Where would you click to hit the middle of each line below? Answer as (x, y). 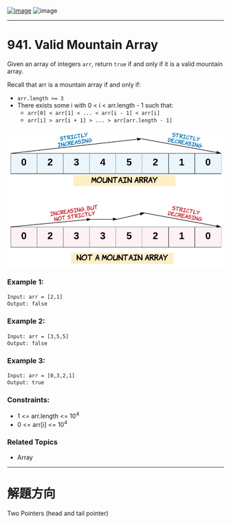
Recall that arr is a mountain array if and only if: (74, 84)
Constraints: (29, 399)
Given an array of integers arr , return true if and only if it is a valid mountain (115, 64)
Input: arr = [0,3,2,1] (41, 375)
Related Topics (33, 442)
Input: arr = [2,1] (35, 297)
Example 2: (26, 322)
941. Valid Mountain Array (82, 45)
